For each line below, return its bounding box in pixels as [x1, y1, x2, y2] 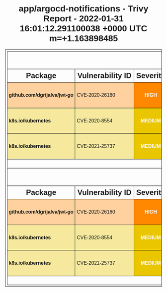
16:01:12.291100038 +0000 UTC [19, 23, 148, 34]
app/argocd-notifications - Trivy [18, 3, 149, 14]
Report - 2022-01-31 [43, 13, 124, 24]
